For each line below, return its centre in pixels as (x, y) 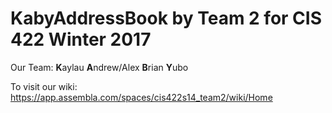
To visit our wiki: (44, 86)
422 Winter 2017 (81, 39)
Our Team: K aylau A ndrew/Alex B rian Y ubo (99, 67)
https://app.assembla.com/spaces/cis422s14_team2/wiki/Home (141, 97)
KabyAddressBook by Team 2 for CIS (166, 18)
